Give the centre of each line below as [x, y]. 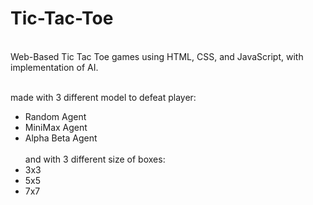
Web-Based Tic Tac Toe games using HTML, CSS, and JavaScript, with [157, 56]
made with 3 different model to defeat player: [103, 97]
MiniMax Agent [56, 127]
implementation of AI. [54, 67]
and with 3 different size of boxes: [95, 159]
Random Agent [55, 116]
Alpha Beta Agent [61, 138]
